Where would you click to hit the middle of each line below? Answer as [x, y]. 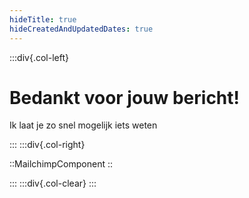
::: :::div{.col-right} [47, 145]
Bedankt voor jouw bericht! [125, 97]
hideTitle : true [43, 19]
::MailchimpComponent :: [61, 164]
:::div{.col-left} [39, 57]
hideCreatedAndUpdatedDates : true [81, 29]
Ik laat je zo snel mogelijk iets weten [83, 125]
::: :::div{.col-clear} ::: [53, 183]
